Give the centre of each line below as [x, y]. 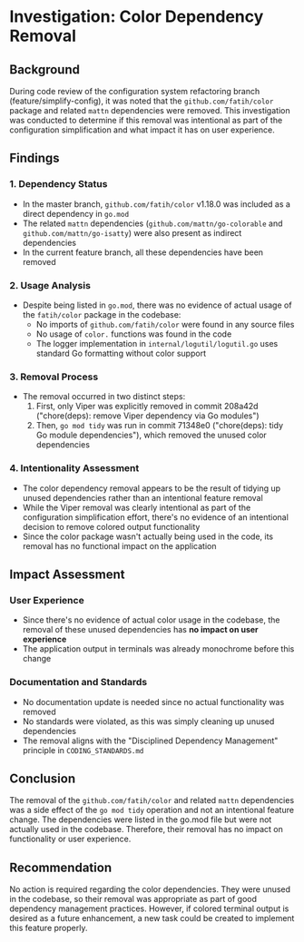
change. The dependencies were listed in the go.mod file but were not [141, 819]
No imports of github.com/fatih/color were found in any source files [165, 324]
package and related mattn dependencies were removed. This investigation [150, 110]
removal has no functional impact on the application [119, 545]
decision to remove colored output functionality [111, 526]
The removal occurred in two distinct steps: [104, 397]
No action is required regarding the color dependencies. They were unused [150, 889]
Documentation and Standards [78, 682]
